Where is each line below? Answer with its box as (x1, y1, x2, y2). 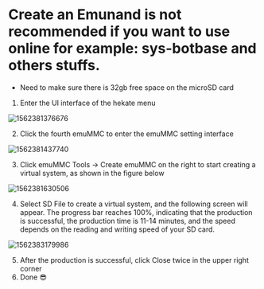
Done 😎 (19, 272, 48, 282)
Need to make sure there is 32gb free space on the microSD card (19, 82, 235, 92)
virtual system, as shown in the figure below (19, 168, 165, 178)
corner (19, 264, 42, 273)
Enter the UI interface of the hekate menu (19, 98, 157, 107)
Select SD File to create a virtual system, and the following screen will (19, 199, 248, 209)
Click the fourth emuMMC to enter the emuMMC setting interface (19, 129, 235, 139)
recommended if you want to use (8, 22, 231, 41)
